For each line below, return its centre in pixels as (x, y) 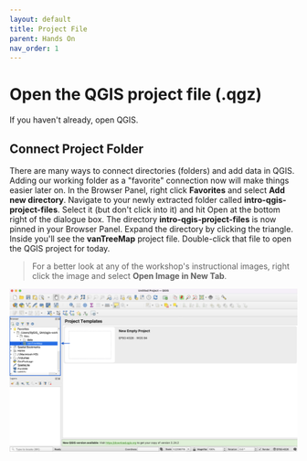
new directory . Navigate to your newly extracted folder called (126, 200)
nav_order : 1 (34, 48)
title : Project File (49, 29)
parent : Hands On (42, 38)
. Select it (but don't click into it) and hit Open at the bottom (169, 209)
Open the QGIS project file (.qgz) (136, 95)
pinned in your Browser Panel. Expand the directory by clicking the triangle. (152, 229)
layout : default (40, 19)
